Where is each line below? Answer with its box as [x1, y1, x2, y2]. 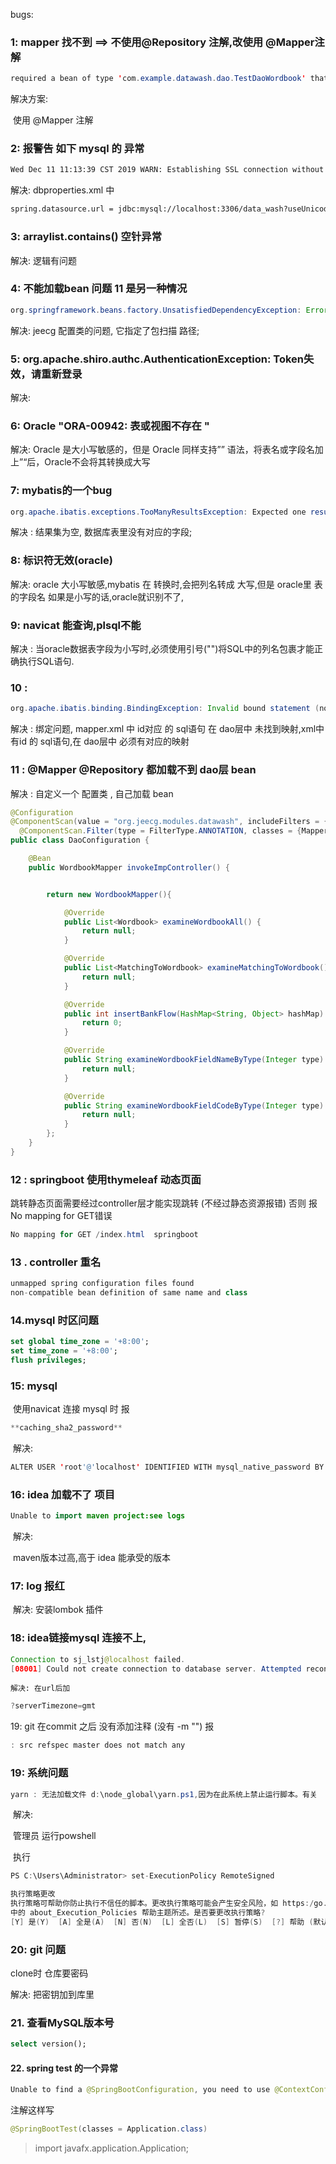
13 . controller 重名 [10, 1255, 102, 1269]
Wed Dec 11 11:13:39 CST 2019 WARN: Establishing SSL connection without [10, 165, 325, 175]
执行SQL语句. [18, 655, 75, 668]
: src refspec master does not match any [10, 1740, 186, 1751]
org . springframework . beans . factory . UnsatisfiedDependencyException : [10, 305, 302, 315]
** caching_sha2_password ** [10, 1423, 123, 1433]
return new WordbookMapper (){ [46, 889, 172, 899]
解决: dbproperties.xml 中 [10, 184, 115, 196]
